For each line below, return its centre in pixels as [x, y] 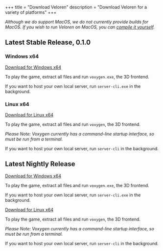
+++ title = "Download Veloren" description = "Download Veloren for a [76, 7]
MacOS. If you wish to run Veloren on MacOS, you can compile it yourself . [80, 27]
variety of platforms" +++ [31, 12]
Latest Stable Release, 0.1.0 [48, 42]
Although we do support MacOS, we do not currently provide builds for [77, 22]
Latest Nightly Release [40, 164]
